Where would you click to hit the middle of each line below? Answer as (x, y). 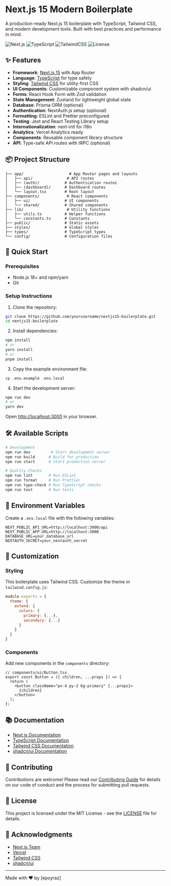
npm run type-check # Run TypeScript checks (53, 485)
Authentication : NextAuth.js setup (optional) (60, 110)
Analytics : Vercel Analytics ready (48, 132)
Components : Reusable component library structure (68, 137)
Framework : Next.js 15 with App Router (54, 72)
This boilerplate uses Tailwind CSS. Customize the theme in (68, 582)
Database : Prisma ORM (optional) (48, 105)
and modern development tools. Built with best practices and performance (83, 29)
